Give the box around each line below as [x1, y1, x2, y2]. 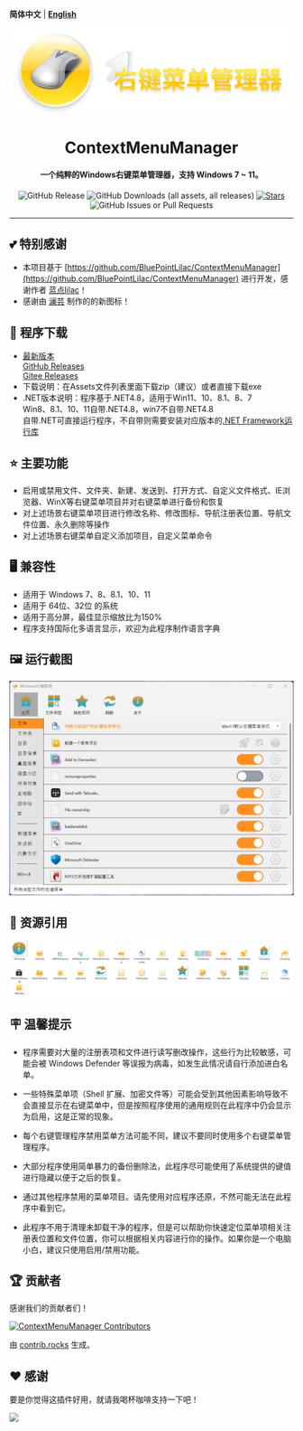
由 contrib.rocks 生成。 [9, 1340, 96, 1351]
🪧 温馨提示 [9, 1017, 72, 1032]
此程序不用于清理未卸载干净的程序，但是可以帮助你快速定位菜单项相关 [22, 1221, 284, 1232]
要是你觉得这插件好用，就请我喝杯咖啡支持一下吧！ [9, 1394, 199, 1405]
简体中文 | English [9, 9, 77, 19]
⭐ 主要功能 [9, 456, 69, 471]
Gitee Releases [22, 371, 78, 381]
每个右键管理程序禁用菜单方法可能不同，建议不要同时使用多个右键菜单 [22, 1130, 284, 1141]
